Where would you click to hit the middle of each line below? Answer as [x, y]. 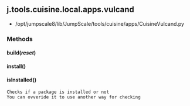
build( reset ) [21, 53]
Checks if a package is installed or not [58, 92]
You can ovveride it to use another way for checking [74, 97]
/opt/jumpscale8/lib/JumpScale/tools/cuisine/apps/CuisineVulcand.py [99, 23]
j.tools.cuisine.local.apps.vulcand [70, 10]
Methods [20, 39]
